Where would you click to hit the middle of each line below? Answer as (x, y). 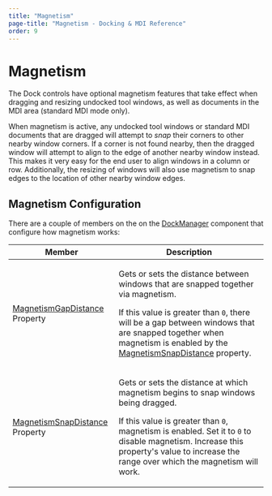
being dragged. (148, 403)
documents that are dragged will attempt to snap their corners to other (126, 136)
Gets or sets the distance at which (183, 382)
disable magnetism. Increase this (181, 442)
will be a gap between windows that (187, 323)
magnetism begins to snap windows (187, 393)
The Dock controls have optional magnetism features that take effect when (133, 93)
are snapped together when (171, 333)
